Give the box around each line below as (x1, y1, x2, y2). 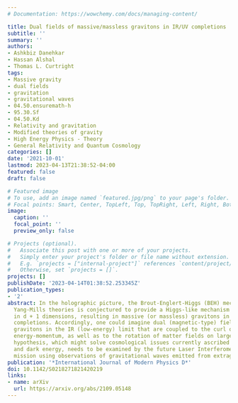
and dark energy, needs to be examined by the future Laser (13, 346, 195, 353)
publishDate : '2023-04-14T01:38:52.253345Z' (7, 280, 141, 287)
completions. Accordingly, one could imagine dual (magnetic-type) (13, 319, 217, 326)
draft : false (7, 175, 46, 182)
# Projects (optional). (7, 240, 78, 247)
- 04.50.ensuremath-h (7, 102, 72, 110)
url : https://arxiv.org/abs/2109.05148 (13, 385, 132, 392)
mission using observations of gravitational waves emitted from (13, 352, 211, 359)
